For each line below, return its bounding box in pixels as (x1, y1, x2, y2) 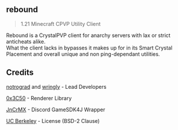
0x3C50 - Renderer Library (6, 94, 72, 102)
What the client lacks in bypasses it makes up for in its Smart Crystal (6, 44, 173, 51)
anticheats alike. (6, 38, 46, 45)
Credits (6, 68, 34, 78)
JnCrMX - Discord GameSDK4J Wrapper (6, 106, 106, 113)
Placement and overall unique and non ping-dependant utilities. (6, 50, 160, 58)
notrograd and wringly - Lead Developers (6, 83, 107, 90)
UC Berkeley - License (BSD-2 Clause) (6, 117, 100, 124)
